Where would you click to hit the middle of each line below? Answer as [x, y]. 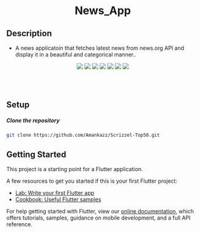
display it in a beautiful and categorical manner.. [76, 55]
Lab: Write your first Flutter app [55, 193]
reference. [19, 224]
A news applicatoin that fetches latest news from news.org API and [100, 48]
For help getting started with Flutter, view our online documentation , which [100, 212]
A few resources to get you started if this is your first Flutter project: [92, 181]
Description [29, 33]
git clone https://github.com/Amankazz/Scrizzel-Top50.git [83, 136]
